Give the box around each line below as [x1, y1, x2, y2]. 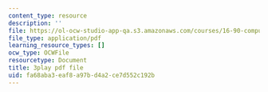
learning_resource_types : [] [8, 42, 105, 50]
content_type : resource [8, 11, 88, 20]
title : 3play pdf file [8, 64, 84, 72]
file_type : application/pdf [8, 34, 102, 42]
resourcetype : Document [8, 57, 88, 65]
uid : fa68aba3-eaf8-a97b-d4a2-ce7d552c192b [8, 71, 156, 79]
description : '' [8, 19, 62, 27]
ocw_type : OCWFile [8, 49, 69, 57]
